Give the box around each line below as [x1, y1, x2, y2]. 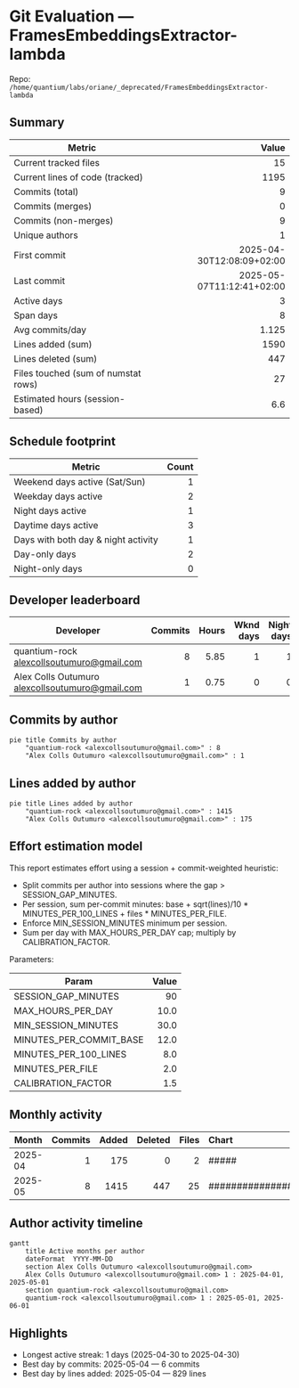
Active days [13, 294, 63, 306]
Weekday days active [13, 490, 103, 502]
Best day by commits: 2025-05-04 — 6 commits [21, 1359, 200, 1369]
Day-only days [13, 548, 77, 560]
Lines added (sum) [13, 338, 93, 350]
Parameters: [9, 953, 54, 964]
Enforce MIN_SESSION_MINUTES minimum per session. [21, 918, 228, 928]
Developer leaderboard [9, 592, 141, 608]
